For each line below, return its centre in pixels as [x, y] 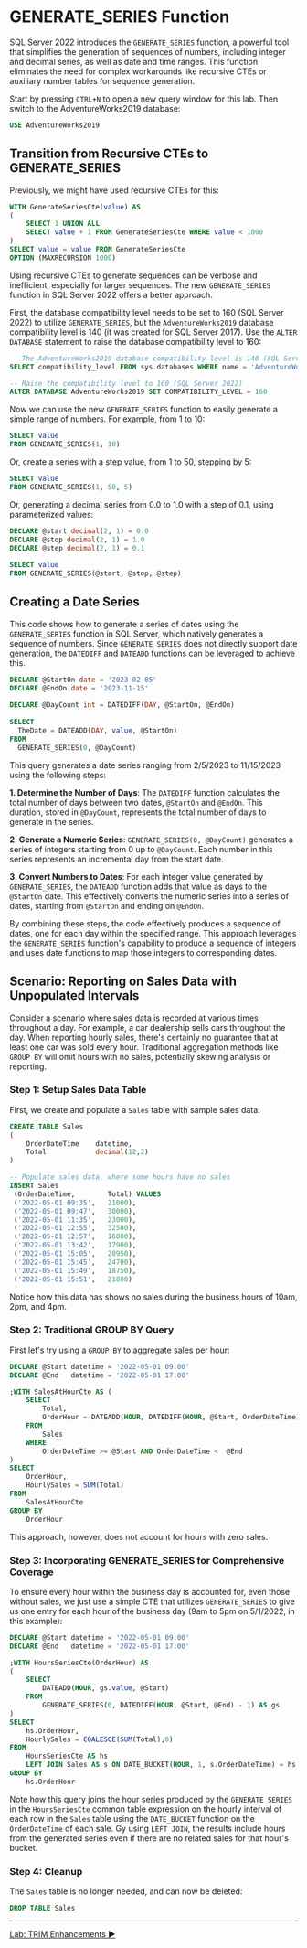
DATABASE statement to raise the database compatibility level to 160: [136, 341]
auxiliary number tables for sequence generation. [102, 80]
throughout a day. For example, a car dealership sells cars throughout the [148, 1027]
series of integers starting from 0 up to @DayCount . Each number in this [142, 849]
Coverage [32, 1572]
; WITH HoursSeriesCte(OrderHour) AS [79, 1663]
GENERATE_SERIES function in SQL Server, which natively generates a [137, 634]
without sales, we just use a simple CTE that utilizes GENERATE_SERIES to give [152, 1601]
